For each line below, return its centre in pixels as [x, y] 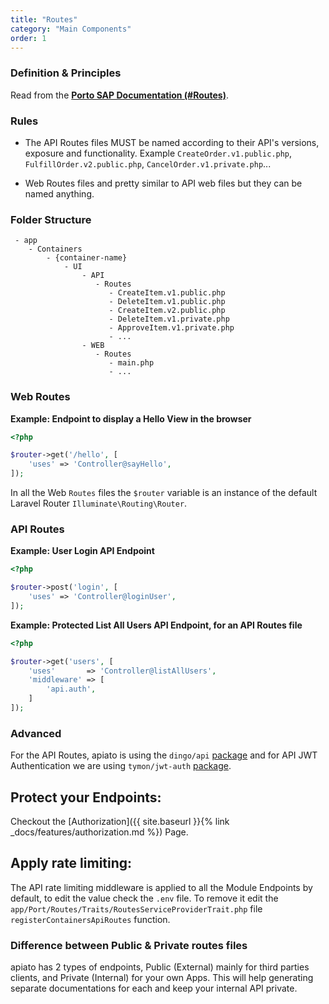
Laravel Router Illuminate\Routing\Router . [99, 503]
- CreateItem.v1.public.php [167, 293]
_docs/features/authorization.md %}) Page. [99, 832]
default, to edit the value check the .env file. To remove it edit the [144, 898]
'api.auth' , [71, 689]
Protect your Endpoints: [86, 797]
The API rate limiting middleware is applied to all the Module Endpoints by [161, 887]
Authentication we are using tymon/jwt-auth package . [121, 766]
